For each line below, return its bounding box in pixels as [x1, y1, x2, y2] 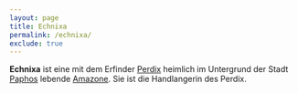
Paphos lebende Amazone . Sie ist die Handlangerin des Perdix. [9, 74, 247, 85]
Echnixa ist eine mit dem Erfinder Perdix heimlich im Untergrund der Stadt [9, 64, 289, 75]
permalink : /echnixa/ [9, 30, 92, 39]
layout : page [9, 13, 59, 23]
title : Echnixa [9, 22, 68, 31]
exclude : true [9, 38, 64, 48]
